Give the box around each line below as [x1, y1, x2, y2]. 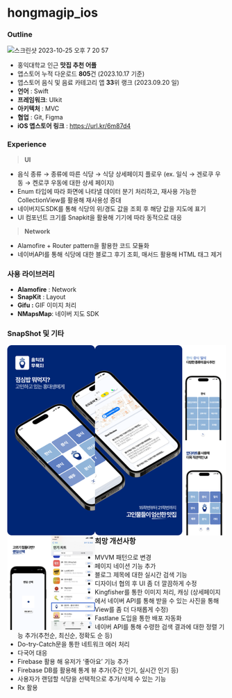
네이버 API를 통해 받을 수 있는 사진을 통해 [107, 597, 219, 605]
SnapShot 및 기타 [7, 329, 65, 338]
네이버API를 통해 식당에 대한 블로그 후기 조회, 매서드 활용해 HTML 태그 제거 [17, 250, 222, 258]
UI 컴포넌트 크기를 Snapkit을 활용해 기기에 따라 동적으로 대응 [17, 213, 183, 222]
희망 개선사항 [94, 536, 136, 546]
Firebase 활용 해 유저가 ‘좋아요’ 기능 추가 [17, 658, 129, 666]
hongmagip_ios [7, 5, 99, 21]
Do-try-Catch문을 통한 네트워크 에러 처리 [17, 640, 130, 649]
